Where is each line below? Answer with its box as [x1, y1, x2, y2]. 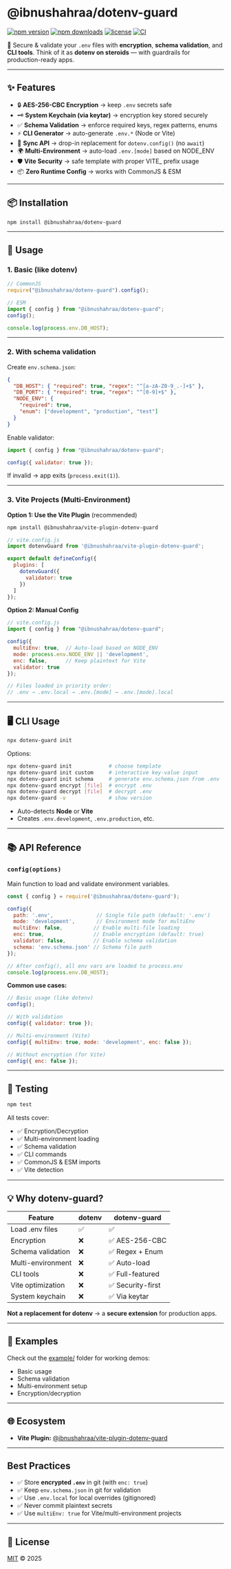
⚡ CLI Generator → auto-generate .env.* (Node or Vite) [16, 129, 175, 137]
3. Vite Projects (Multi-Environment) [7, 495, 131, 505]
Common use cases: [7, 982, 67, 990]
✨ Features [7, 82, 56, 94]
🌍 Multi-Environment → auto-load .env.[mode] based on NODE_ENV [16, 147, 215, 155]
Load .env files [10, 1224, 58, 1234]
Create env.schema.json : [7, 363, 76, 371]
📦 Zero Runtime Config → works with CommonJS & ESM [16, 167, 181, 175]
